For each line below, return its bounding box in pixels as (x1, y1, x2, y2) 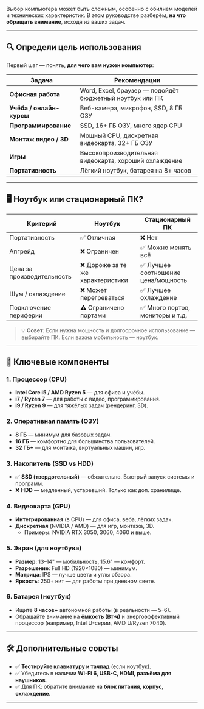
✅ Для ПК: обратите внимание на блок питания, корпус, (15, 683, 164, 690)
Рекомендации (114, 76, 161, 84)
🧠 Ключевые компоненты (6, 357, 109, 368)
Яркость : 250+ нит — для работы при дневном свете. (15, 577, 156, 585)
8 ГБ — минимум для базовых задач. (15, 431, 112, 438)
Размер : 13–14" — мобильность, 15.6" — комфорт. (15, 558, 145, 565)
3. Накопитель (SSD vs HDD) (6, 459, 94, 468)
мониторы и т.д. (140, 311, 188, 319)
